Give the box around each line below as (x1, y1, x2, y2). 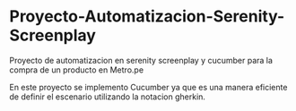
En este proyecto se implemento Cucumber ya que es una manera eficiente (9, 81, 288, 92)
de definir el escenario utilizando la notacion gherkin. (9, 91, 206, 102)
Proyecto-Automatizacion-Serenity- (9, 6, 285, 27)
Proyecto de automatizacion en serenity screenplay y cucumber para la (9, 55, 274, 65)
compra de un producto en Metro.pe (9, 64, 144, 75)
